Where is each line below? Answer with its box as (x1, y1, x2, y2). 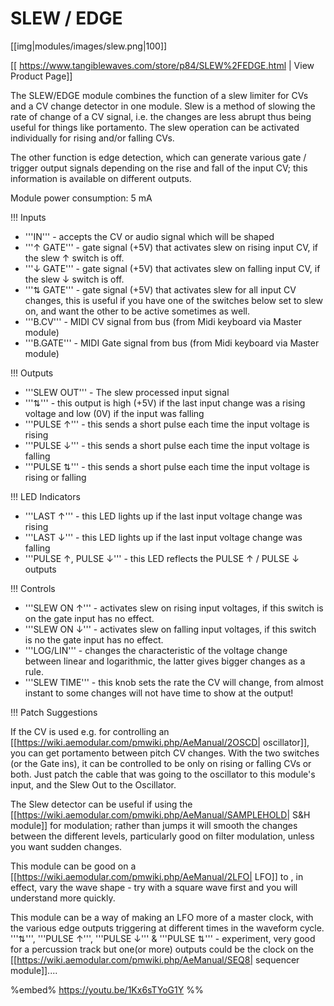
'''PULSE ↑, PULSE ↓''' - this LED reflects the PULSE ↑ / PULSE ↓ (24, 552, 300, 564)
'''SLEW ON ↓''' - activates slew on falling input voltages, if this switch (24, 623, 317, 635)
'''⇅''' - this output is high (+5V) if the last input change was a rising (24, 397, 306, 409)
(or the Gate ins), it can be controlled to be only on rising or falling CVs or (10, 757, 312, 769)
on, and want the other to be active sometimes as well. (24, 305, 251, 317)
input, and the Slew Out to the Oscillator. (10, 778, 177, 791)
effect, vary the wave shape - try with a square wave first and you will (10, 881, 298, 893)
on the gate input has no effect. (24, 612, 155, 624)
